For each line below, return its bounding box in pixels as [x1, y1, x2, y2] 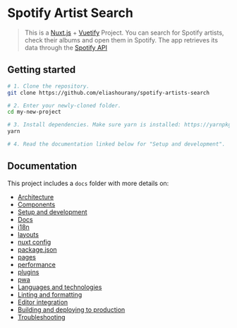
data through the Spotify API [24, 43, 108, 52]
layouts [17, 230, 39, 238]
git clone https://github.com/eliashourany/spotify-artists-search [7, 89, 210, 96]
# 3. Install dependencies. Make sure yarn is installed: [7, 122, 181, 129]
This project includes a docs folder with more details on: [7, 179, 169, 187]
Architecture [17, 192, 54, 201]
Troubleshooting [17, 312, 66, 321]
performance [17, 260, 56, 269]
